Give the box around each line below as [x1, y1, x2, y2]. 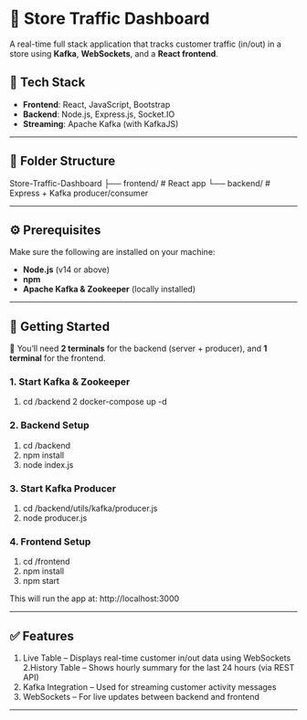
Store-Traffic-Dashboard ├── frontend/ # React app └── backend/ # [9, 177, 271, 188]
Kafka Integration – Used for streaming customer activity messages [22, 682, 277, 693]
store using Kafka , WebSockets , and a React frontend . [9, 48, 219, 58]
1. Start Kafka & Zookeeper [9, 376, 131, 388]
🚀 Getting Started [9, 319, 111, 334]
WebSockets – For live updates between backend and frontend [22, 692, 260, 703]
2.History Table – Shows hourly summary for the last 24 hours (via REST [22, 662, 295, 673]
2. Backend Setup [9, 419, 90, 432]
